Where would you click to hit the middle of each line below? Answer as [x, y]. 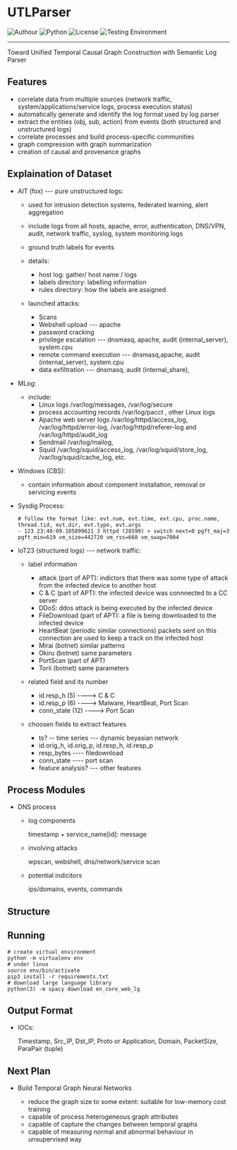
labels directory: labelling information [92, 282]
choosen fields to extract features [77, 724]
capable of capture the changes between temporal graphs [113, 1125]
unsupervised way [55, 1139]
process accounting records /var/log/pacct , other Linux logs [127, 412]
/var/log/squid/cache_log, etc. [82, 457]
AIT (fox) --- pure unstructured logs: [70, 191]
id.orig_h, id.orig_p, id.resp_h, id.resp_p [96, 745]
